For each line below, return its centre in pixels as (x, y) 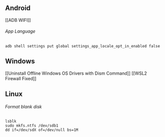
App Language (20, 31)
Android (18, 8)
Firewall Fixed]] (21, 78)
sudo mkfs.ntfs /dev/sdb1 (32, 126)
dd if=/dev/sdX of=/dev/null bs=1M (42, 130)
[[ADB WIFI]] (18, 20)
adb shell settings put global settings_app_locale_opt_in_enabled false (83, 46)
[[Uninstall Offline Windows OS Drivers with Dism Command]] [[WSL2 (76, 73)
